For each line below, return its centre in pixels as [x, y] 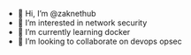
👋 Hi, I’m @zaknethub [57, 14]
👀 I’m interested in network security [82, 23]
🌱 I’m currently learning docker [74, 32]
